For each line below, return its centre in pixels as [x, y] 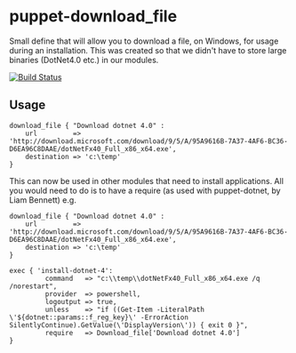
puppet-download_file [93, 16]
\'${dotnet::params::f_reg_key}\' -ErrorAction [99, 317]
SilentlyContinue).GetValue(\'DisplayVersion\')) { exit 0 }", [129, 325]
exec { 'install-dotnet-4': [61, 270]
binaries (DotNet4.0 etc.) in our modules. [84, 60]
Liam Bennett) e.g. [43, 200]
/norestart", [33, 286]
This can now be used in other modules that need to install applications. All [147, 181]
